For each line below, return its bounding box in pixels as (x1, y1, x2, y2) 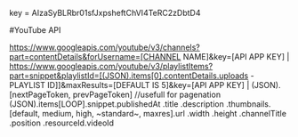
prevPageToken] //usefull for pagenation (72, 89, 221, 100)
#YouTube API (9, 25, 61, 35)
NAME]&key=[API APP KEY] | (182, 52, 290, 61)
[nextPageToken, (9, 89, 71, 100)
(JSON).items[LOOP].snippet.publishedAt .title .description (9, 99, 224, 109)
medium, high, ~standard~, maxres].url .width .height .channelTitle (41, 109, 287, 118)
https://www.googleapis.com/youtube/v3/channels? (9, 42, 200, 52)
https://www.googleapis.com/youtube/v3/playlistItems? (9, 61, 213, 71)
